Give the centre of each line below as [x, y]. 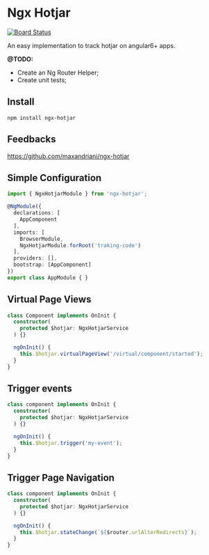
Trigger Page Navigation [61, 477]
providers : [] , [35, 258]
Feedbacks [32, 140]
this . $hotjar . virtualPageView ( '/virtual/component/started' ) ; [111, 354]
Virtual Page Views [49, 300]
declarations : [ [37, 213]
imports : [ [29, 232]
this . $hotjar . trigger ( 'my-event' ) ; [71, 443]
